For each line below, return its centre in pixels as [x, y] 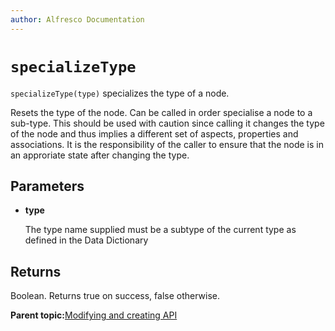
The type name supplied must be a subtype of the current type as [160, 230]
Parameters [47, 186]
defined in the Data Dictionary [86, 240]
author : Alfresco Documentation [77, 19]
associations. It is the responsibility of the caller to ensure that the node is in [167, 144]
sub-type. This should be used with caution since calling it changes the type [167, 123]
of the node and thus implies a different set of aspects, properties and [154, 133]
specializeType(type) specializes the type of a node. [120, 93]
